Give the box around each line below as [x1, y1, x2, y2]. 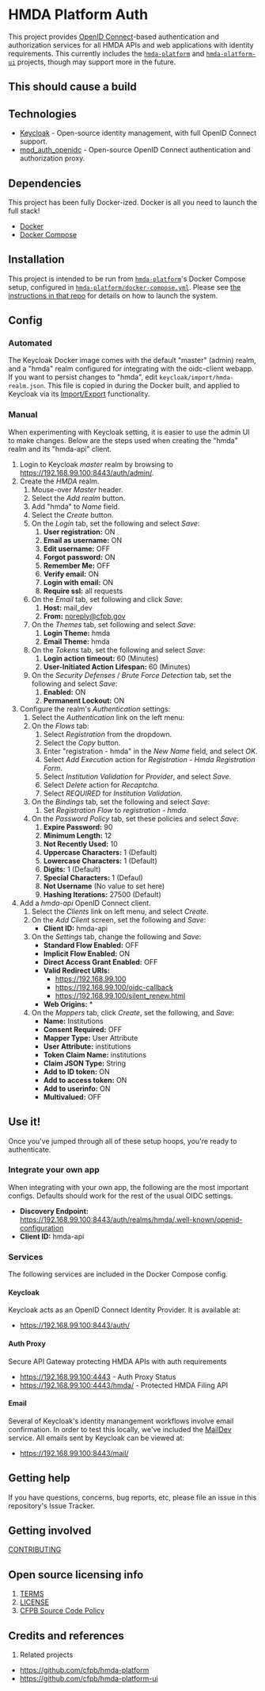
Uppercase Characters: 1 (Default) [43, 847, 157, 857]
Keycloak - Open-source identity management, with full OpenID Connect [19, 129, 257, 138]
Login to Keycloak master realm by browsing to [19, 459, 174, 469]
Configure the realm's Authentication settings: [19, 704, 171, 714]
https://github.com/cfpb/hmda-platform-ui [19, 1674, 158, 1684]
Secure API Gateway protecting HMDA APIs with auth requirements [8, 1356, 227, 1366]
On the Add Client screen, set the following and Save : [31, 915, 206, 924]
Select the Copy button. [43, 738, 121, 747]
